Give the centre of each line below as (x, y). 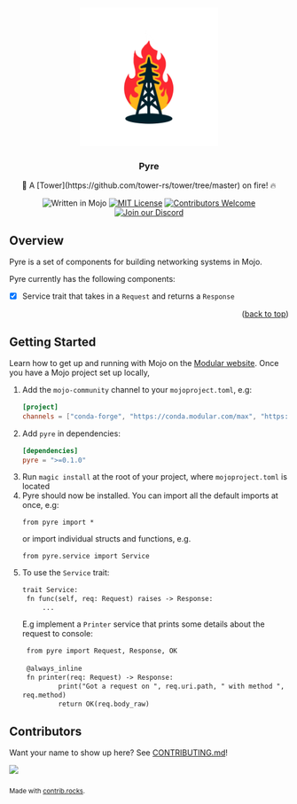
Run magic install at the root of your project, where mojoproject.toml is (155, 477)
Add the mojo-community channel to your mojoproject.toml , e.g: (137, 389)
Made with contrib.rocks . (47, 792)
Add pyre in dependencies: (71, 433)
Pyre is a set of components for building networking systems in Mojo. (136, 262)
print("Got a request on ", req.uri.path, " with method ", (172, 687)
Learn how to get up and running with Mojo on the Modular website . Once (144, 363)
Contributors (46, 731)
